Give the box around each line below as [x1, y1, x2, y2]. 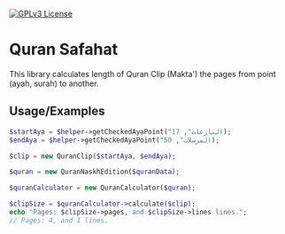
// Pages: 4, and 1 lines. [9, 215, 109, 225]
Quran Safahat [9, 40, 118, 59]
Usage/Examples [9, 104, 105, 119]
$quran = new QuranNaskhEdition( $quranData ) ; [9, 168, 180, 176]
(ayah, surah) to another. [9, 78, 99, 89]
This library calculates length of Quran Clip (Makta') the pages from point [9, 68, 276, 79]
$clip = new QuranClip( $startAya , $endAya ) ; [9, 152, 176, 160]
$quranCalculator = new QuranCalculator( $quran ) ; [9, 183, 196, 192]
